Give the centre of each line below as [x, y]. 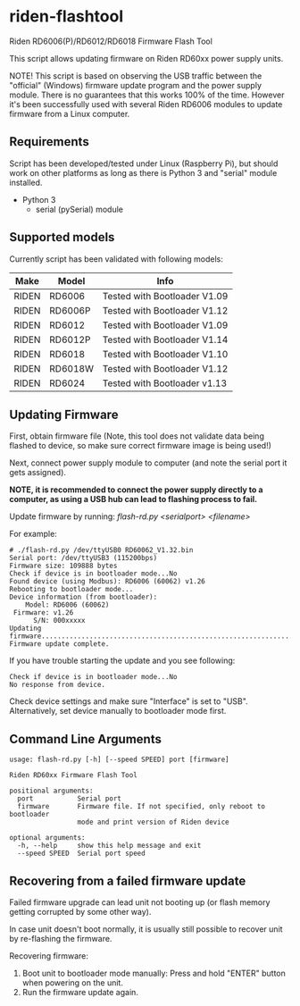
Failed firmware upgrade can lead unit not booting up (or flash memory [140, 902]
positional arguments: [51, 791]
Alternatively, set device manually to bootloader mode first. [118, 711]
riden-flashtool [66, 17]
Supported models [62, 237]
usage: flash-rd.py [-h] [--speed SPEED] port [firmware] [119, 760]
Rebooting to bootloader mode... [71, 590]
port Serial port [70, 799]
